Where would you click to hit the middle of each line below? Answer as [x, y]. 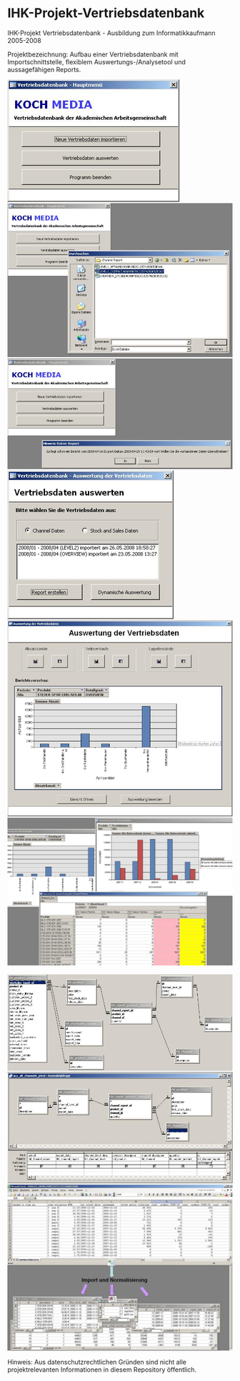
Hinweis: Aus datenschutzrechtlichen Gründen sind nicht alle [97, 1362]
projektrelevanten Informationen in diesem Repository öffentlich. [102, 1370]
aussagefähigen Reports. [44, 69]
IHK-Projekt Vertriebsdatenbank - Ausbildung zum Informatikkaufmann [111, 33]
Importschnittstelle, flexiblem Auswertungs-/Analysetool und [96, 61]
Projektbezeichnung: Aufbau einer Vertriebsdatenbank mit [93, 54]
